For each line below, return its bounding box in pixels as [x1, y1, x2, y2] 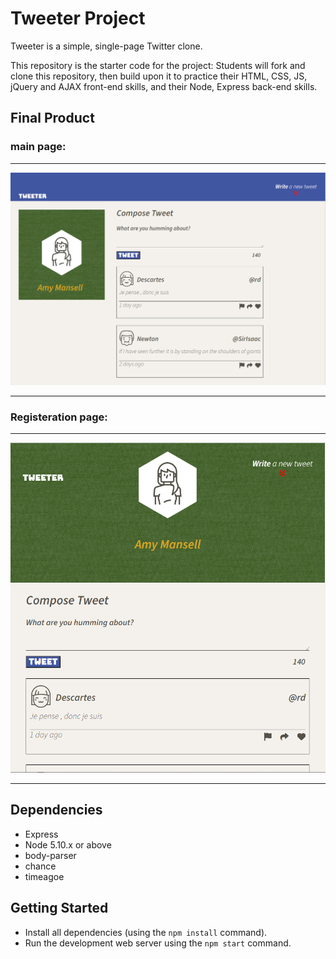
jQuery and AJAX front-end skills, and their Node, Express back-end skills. [10, 80, 318, 92]
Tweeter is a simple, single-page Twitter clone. [10, 40, 203, 52]
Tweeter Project [10, 7, 146, 30]
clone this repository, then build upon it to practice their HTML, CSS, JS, [10, 70, 308, 82]
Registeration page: [10, 410, 108, 424]
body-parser [24, 849, 77, 861]
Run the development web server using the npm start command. [24, 937, 292, 949]
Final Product [10, 110, 95, 127]
